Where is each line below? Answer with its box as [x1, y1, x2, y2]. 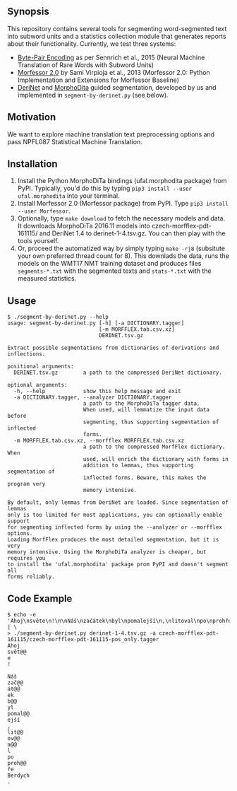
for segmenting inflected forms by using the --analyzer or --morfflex [7, 524, 222, 531]
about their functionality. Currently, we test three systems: [7, 39, 176, 48]
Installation [7, 158, 58, 170]
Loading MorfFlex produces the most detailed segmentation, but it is [7, 537, 219, 544]
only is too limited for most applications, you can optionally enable [7, 512, 222, 519]
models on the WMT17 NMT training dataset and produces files [17, 259, 202, 268]
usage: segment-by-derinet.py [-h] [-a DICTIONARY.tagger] [7, 320, 185, 327]
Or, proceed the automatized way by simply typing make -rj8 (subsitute [17, 244, 226, 253]
